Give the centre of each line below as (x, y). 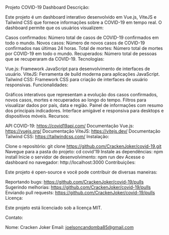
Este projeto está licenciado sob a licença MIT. (54, 208)
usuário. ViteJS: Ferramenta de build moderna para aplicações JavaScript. (82, 74)
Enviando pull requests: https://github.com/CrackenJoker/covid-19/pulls (80, 193)
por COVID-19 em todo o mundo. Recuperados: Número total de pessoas (81, 53)
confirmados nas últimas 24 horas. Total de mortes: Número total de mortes (84, 48)
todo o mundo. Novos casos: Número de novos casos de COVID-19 (75, 43)
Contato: (14, 217)
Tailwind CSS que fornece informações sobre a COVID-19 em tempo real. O (84, 22)
